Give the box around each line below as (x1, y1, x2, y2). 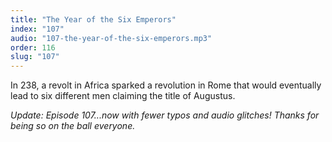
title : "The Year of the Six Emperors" (10, 14, 177, 25)
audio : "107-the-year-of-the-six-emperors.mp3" (10, 33, 213, 43)
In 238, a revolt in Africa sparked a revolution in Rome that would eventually (10, 79, 322, 91)
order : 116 (10, 42, 56, 53)
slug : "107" (10, 52, 60, 62)
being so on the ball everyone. (10, 120, 136, 132)
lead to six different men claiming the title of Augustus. (10, 90, 236, 102)
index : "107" (10, 24, 65, 34)
